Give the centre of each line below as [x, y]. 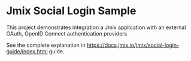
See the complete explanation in [46, 45]
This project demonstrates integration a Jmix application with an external [96, 27]
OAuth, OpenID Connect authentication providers [67, 33]
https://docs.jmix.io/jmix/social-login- [133, 45]
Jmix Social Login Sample [71, 11]
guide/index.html [27, 51]
